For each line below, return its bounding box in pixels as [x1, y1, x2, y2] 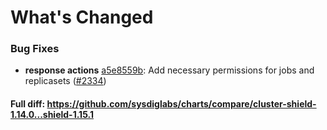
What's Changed [10, 6, 154, 29]
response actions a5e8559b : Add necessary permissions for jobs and [24, 64, 315, 76]
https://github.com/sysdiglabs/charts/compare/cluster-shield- [46, 98, 317, 110]
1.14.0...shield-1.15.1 [10, 109, 94, 121]
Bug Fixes [10, 42, 60, 56]
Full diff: [10, 98, 46, 110]
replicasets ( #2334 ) [24, 75, 107, 87]
